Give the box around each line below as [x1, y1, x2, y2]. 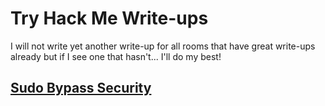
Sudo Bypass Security [10, 80, 152, 97]
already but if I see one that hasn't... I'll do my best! [10, 50, 222, 62]
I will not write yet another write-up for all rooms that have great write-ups [10, 40, 316, 52]
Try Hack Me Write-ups [10, 7, 209, 30]
